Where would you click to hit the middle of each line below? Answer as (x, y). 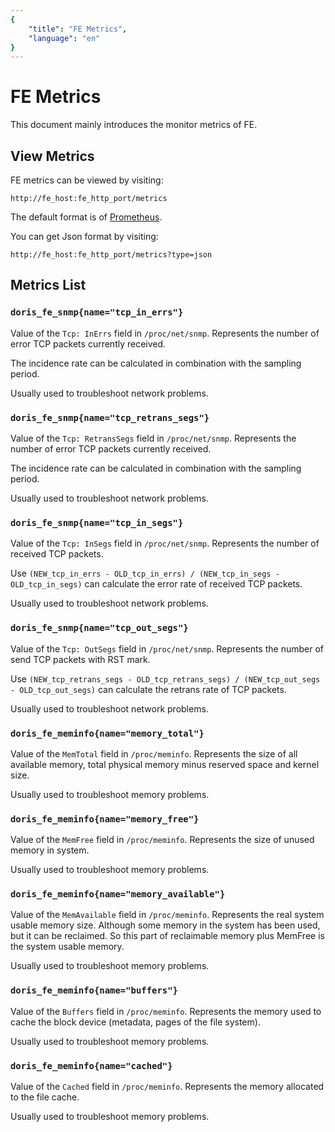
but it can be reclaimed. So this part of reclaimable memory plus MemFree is (167, 936)
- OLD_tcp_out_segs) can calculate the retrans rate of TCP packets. (148, 689)
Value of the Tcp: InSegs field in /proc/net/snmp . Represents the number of (165, 543)
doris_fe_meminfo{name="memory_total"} (107, 733)
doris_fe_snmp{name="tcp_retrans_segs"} (110, 417)
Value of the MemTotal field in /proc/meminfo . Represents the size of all (154, 753)
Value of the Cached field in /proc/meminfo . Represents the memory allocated (167, 1087)
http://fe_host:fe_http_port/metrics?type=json (111, 255)
